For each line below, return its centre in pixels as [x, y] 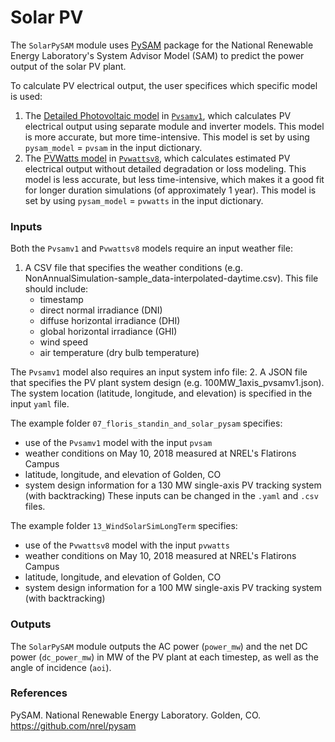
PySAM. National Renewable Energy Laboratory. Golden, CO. [136, 715]
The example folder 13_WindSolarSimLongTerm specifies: [124, 526]
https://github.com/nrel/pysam [73, 725]
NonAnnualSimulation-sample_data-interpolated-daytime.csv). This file [171, 278]
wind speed [64, 342]
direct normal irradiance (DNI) [101, 310]
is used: [26, 96]
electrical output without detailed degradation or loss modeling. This [165, 168]
